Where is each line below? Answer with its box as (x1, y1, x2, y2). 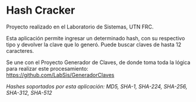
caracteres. (6, 47, 34, 54)
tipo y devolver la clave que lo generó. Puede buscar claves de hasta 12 (6, 41, 182, 48)
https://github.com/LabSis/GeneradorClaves (6, 71, 115, 78)
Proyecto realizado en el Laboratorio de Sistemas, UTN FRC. (6, 23, 154, 30)
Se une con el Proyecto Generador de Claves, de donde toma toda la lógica (6, 59, 191, 66)
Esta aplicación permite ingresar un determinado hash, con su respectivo (6, 34, 185, 42)
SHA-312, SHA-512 (6, 89, 52, 96)
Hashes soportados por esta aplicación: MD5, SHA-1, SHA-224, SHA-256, (6, 82, 188, 90)
